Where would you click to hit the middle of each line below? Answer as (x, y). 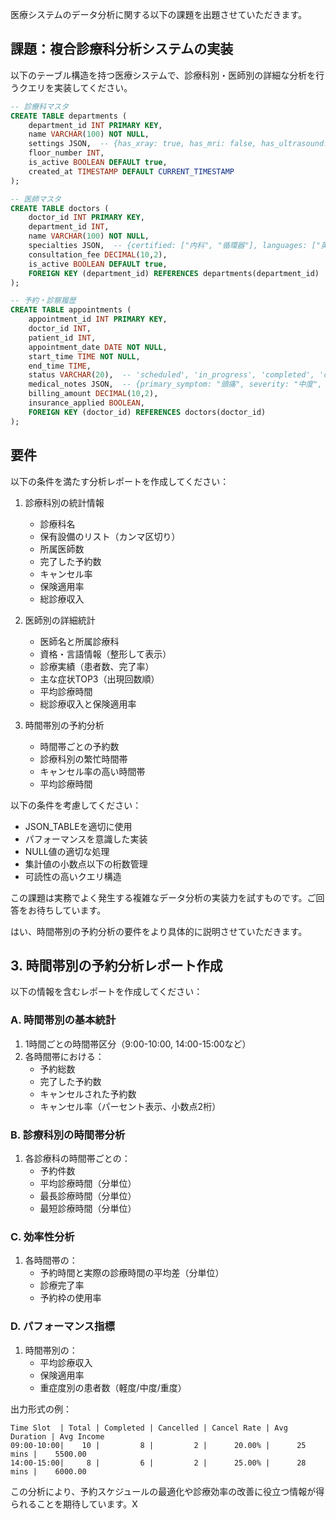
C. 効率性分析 (42, 1236)
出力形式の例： (41, 1409)
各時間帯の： (51, 1260)
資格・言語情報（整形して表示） (105, 654)
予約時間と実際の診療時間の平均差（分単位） (132, 1273)
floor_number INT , (66, 153)
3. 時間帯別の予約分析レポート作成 (116, 965)
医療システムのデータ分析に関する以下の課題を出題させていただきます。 (159, 14)
